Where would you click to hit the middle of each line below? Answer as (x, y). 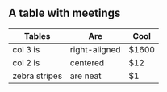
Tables (37, 36)
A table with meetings (65, 13)
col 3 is (26, 49)
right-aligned (95, 49)
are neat (86, 76)
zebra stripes (38, 76)
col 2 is (26, 62)
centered (87, 62)
